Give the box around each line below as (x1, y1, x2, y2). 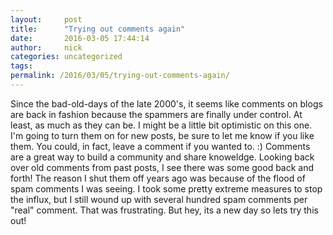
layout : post (10, 14, 83, 25)
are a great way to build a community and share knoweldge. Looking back (10, 151, 315, 163)
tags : (10, 61, 33, 71)
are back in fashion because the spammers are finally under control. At (10, 108, 303, 120)
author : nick (10, 42, 83, 53)
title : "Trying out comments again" (10, 24, 186, 34)
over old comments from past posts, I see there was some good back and (10, 161, 315, 173)
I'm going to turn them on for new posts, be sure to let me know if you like (10, 129, 315, 141)
